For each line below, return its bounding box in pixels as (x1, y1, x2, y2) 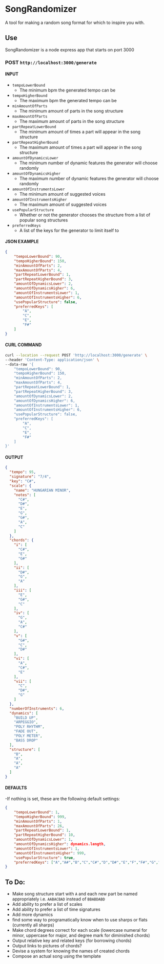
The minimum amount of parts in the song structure (19, 108, 123, 113)
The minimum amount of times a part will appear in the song (19, 129, 141, 135)
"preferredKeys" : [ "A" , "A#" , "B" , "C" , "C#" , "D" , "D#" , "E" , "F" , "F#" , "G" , (14, 860, 159, 865)
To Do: (5, 878, 25, 886)
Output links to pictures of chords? (12, 943, 82, 949)
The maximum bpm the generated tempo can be (19, 97, 117, 103)
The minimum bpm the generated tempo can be (19, 87, 116, 93)
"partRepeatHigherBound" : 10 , (14, 832, 76, 837)
